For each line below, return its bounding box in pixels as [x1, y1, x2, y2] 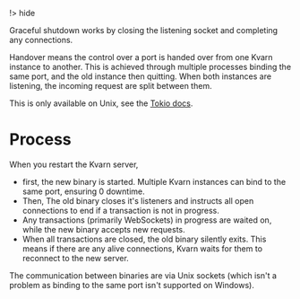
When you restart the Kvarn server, [9, 159, 139, 170]
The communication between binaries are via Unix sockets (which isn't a [9, 269, 278, 281]
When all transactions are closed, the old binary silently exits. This [21, 233, 267, 244]
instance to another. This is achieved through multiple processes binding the [9, 62, 292, 72]
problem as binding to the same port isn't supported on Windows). [9, 279, 255, 290]
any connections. [9, 35, 73, 45]
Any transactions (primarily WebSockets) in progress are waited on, [21, 215, 272, 225]
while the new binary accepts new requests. [21, 224, 185, 234]
